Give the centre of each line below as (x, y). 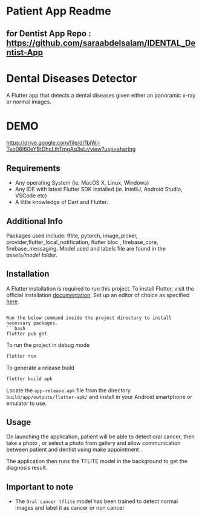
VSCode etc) (31, 196)
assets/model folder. (32, 255)
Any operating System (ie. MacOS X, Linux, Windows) (82, 183)
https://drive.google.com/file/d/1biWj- (54, 143)
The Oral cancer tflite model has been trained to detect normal (96, 501)
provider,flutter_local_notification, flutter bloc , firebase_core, (82, 242)
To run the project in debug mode (48, 345)
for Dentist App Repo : (49, 34)
